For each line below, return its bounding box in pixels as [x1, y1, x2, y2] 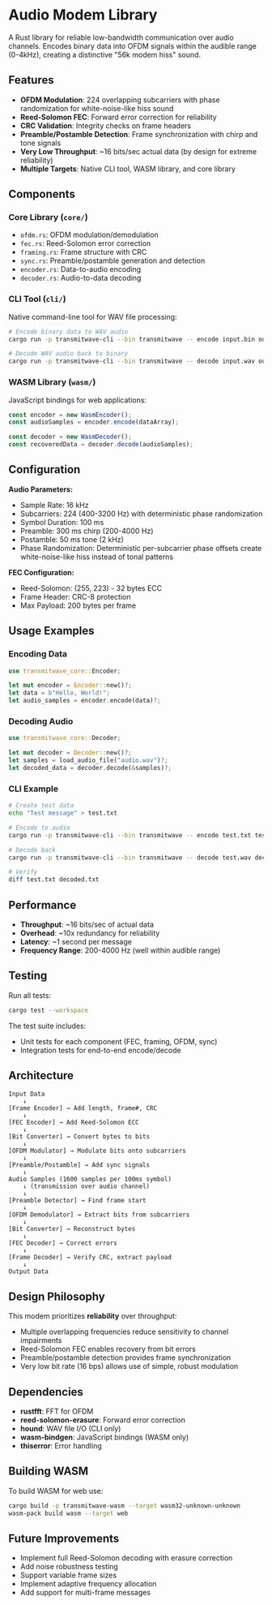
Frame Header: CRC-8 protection [19, 592, 131, 601]
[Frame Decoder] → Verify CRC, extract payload [8, 1254, 172, 1262]
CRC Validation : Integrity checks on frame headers [19, 120, 192, 131]
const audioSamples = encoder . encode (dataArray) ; [8, 418, 180, 427]
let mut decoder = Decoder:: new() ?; [8, 749, 132, 757]
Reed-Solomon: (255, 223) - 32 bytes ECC [19, 583, 163, 593]
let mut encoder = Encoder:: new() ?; [8, 682, 132, 690]
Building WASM [8, 1465, 89, 1478]
